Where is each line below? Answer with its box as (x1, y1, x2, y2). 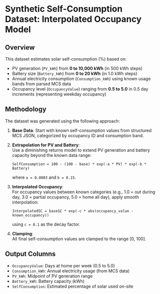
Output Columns (5, 250, 56, 258)
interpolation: (12, 199, 39, 205)
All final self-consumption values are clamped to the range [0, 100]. (12, 236, 146, 242)
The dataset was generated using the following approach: (5, 118, 120, 124)
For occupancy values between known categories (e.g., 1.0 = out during (12, 189, 156, 195)
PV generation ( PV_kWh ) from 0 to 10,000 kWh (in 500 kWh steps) (12, 65, 143, 71)
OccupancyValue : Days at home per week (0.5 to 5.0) (12, 263, 115, 268)
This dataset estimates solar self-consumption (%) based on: (5, 56, 127, 62)
